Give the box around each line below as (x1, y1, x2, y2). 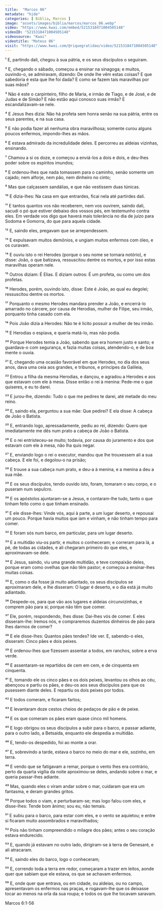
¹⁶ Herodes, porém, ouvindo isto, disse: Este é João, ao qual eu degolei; (5, 286, 149, 292)
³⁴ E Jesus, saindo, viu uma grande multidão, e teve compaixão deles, (5, 559, 145, 565)
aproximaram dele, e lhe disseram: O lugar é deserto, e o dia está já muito (5, 584, 153, 590)
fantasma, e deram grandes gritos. (5, 788, 74, 794)
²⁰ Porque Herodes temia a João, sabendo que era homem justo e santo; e (5, 339, 154, 345)
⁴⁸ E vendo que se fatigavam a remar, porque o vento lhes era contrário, (5, 764, 149, 769)
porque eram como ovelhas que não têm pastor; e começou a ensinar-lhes (5, 564, 155, 570)
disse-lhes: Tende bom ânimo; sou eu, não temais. (5, 803, 106, 809)
